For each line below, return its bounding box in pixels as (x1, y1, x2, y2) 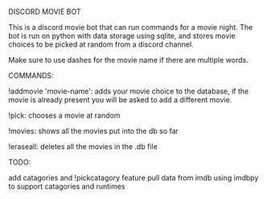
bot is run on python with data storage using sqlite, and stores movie (8, 31, 236, 40)
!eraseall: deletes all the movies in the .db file (8, 142, 158, 151)
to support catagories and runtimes (8, 181, 126, 191)
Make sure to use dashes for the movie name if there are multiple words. (8, 56, 249, 64)
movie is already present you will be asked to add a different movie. (8, 95, 232, 104)
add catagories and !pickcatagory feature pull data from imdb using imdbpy (8, 173, 259, 182)
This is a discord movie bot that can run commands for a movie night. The (8, 23, 253, 31)
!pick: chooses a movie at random (8, 110, 121, 120)
